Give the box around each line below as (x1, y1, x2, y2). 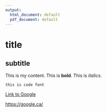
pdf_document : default (10, 17, 58, 22)
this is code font (5, 82, 44, 88)
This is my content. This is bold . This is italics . (5, 72, 102, 79)
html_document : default (10, 12, 60, 17)
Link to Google (5, 91, 36, 97)
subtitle (5, 59, 31, 68)
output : (5, 7, 22, 13)
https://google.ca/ (5, 101, 43, 107)
